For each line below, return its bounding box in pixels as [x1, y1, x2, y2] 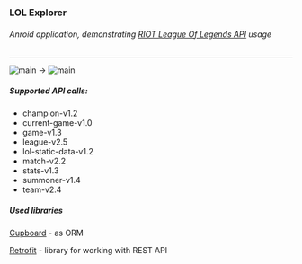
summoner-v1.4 [22, 175, 81, 186]
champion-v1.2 [22, 108, 78, 119]
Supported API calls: [9, 85, 88, 96]
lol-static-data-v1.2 [22, 146, 94, 157]
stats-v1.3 [22, 165, 59, 176]
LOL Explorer [9, 6, 67, 19]
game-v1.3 [22, 128, 62, 138]
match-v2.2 [22, 155, 67, 167]
